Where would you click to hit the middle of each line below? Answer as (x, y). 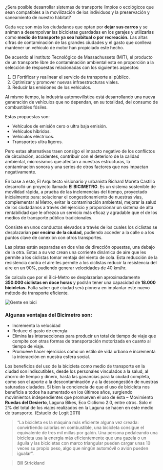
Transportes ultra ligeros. (38, 142)
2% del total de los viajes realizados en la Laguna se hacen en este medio (79, 408)
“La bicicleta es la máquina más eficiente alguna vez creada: (78, 423)
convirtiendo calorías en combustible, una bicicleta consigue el (81, 427)
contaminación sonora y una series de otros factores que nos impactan (77, 167)
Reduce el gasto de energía (40, 331)
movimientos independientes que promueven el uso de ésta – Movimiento (79, 397)
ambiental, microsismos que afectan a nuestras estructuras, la (68, 161)
